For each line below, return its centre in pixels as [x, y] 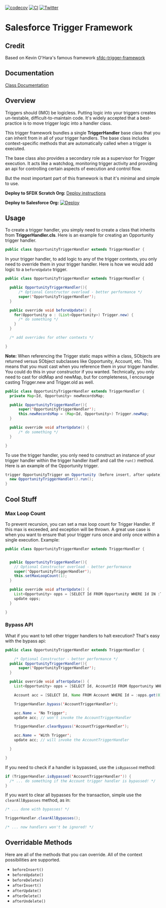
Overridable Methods [39, 842]
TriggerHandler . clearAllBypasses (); [43, 818]
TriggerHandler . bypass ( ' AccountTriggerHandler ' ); [66, 704]
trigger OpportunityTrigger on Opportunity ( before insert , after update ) [84, 475]
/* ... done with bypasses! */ [37, 809]
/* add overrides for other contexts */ [52, 338]
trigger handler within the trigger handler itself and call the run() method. [80, 460]
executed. [15, 148]
